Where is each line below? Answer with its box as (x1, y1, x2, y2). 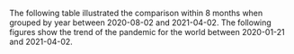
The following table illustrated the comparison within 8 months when (9, 8, 263, 18)
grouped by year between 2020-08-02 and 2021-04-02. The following (9, 17, 272, 28)
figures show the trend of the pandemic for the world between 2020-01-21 (9, 27, 285, 37)
